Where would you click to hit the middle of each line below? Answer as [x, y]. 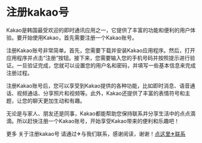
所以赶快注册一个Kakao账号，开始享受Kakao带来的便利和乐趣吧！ [98, 121]
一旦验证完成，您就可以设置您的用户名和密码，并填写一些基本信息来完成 [106, 65]
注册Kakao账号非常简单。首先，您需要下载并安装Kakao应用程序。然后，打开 [101, 50]
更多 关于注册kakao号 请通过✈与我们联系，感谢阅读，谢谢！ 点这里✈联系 [96, 133]
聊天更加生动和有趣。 [59, 100]
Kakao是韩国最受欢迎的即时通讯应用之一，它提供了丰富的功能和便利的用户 [98, 30]
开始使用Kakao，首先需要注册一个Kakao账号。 [80, 37]
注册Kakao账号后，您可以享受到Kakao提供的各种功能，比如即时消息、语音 [98, 85]
